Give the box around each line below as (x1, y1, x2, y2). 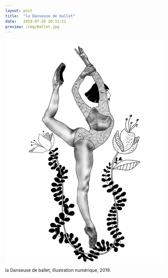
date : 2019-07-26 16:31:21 (5, 19, 66, 24)
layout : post (5, 8, 33, 13)
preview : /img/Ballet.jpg (5, 24, 59, 29)
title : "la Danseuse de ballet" (5, 13, 75, 19)
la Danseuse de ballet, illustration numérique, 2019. (5, 267, 111, 273)
